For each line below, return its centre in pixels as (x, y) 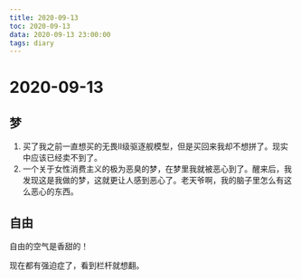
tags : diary (32, 43)
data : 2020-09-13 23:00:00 (60, 34)
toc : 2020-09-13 (40, 26)
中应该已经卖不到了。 (62, 158)
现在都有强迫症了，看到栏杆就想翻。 (77, 265)
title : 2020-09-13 (44, 18)
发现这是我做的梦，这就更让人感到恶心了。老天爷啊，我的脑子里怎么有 (153, 181)
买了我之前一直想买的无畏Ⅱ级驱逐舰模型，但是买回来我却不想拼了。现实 (155, 146)
